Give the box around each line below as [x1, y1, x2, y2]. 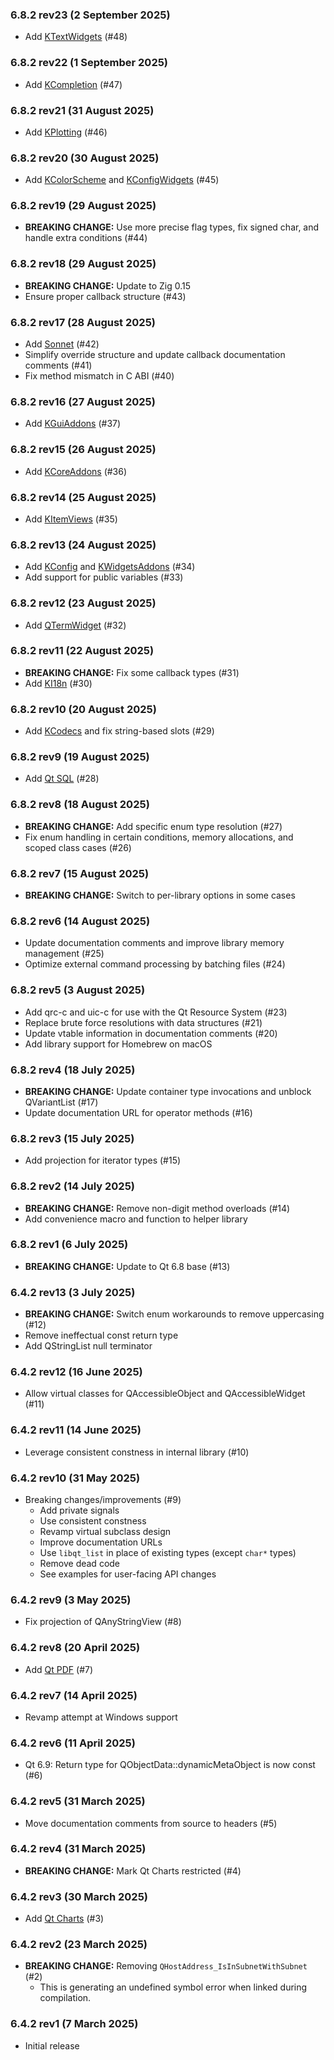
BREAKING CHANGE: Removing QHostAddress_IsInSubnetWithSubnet [24, 1960, 308, 1972]
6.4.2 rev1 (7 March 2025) [10, 2017, 139, 2031]
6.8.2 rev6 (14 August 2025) [10, 914, 151, 928]
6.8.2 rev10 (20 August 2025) [10, 702, 157, 716]
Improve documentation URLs [39, 1536, 163, 1548]
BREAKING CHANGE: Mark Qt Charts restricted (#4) [24, 1864, 242, 1877]
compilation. [39, 1992, 92, 2004]
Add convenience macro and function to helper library [24, 1213, 248, 1225]
